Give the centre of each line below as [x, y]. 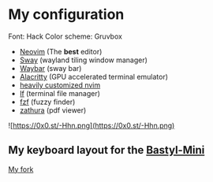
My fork [21, 169]
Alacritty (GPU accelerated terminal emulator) [93, 76]
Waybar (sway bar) [50, 68]
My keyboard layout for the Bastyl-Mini [106, 150]
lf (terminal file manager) [60, 93]
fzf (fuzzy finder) [47, 102]
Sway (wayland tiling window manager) [84, 60]
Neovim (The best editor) [61, 51]
